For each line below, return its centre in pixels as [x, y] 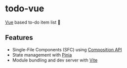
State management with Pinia [42, 55]
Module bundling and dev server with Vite [55, 60]
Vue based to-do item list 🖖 [33, 22]
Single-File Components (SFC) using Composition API [67, 49]
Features [19, 38]
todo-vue [25, 9]
